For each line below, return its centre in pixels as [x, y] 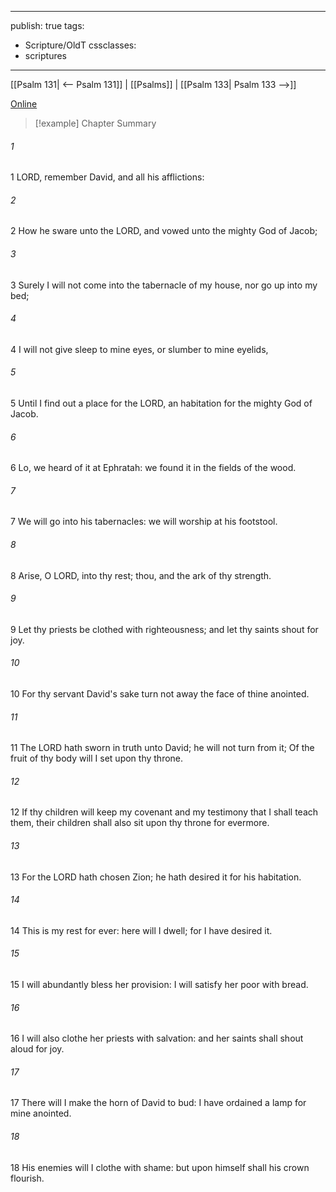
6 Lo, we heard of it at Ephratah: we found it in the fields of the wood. [153, 468]
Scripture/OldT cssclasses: [80, 45]
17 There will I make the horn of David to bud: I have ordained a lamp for [158, 1103]
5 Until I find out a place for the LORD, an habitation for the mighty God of [161, 403]
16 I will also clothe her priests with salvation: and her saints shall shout [157, 1038]
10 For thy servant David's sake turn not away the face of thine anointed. [160, 694]
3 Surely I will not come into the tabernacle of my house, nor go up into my [164, 285]
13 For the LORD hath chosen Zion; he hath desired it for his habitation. [156, 877]
